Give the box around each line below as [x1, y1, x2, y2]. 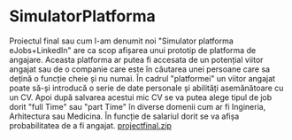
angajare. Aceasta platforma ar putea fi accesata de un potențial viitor [9, 54, 264, 65]
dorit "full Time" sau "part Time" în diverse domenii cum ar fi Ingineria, [9, 101, 266, 112]
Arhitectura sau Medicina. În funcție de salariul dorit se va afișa [9, 111, 240, 121]
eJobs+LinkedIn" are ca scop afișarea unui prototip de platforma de [9, 44, 257, 55]
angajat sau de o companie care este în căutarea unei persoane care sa [9, 64, 271, 74]
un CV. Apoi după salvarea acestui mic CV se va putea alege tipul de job [9, 91, 273, 103]
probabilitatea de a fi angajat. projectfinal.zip [9, 120, 173, 130]
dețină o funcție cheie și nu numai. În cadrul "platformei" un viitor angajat [9, 73, 276, 83]
